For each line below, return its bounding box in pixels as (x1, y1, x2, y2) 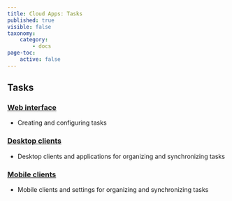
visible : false (7, 23, 52, 30)
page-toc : (7, 50, 36, 57)
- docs (32, 43, 52, 50)
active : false (20, 56, 61, 63)
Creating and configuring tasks (17, 118, 107, 127)
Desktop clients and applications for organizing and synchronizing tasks (17, 152, 226, 160)
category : (20, 36, 49, 43)
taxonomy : (7, 29, 36, 37)
